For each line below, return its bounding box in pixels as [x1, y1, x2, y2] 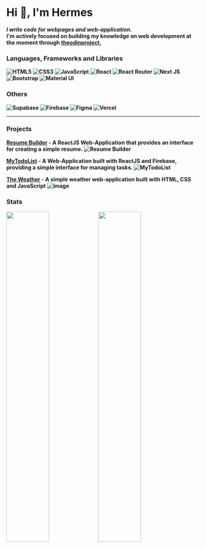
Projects [6, 125, 32, 134]
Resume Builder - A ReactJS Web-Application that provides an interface [6, 139, 194, 146]
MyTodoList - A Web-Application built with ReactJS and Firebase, [6, 157, 177, 164]
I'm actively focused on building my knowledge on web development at [6, 32, 192, 39]
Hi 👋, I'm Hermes [6, 6, 93, 20]
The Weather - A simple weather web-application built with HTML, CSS [6, 175, 191, 183]
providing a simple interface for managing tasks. [6, 164, 133, 171]
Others [6, 90, 28, 99]
